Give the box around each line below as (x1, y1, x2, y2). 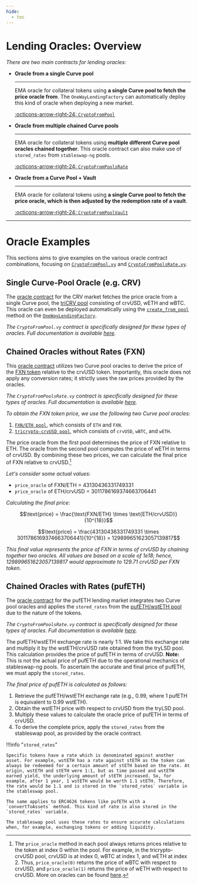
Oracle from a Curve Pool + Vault (14, 174, 97, 181)
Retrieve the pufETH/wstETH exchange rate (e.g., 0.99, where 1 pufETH (14, 693, 188, 700)
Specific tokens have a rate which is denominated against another (6, 752, 175, 758)
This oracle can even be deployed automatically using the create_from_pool (6, 306, 189, 313)
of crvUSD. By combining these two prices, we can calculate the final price (6, 452, 187, 458)
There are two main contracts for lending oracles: (6, 59, 127, 66)
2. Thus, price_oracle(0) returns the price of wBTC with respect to (14, 859, 177, 866)
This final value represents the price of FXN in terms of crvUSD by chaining (6, 546, 189, 553)
